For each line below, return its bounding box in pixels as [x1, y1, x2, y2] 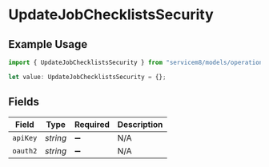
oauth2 [12, 146, 38, 155]
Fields [8, 95, 40, 109]
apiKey [12, 133, 38, 142]
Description [117, 118, 163, 129]
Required [74, 118, 110, 129]
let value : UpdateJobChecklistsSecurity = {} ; [8, 73, 167, 81]
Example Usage [8, 38, 88, 51]
